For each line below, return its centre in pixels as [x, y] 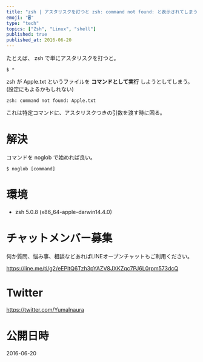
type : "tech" [23, 23]
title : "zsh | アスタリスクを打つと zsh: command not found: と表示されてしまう [102, 12]
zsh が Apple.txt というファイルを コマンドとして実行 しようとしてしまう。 [100, 82]
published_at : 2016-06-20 [39, 40]
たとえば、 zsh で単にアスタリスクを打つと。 [63, 58]
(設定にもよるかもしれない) [40, 89]
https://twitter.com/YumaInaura [45, 309]
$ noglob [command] [31, 169]
